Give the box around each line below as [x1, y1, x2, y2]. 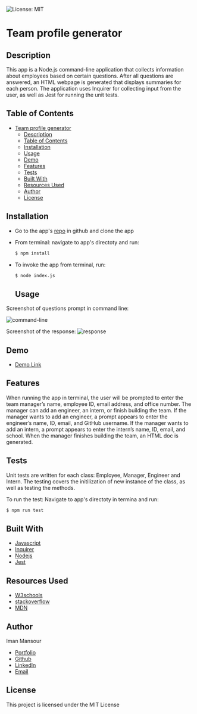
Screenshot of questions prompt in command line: [6, 305, 129, 312]
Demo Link [14, 361, 42, 368]
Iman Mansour [6, 637, 42, 644]
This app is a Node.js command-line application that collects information [6, 66, 184, 73]
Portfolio [14, 648, 36, 656]
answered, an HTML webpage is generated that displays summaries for [6, 79, 182, 86]
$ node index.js [14, 272, 55, 278]
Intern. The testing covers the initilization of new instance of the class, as [6, 477, 186, 485]
